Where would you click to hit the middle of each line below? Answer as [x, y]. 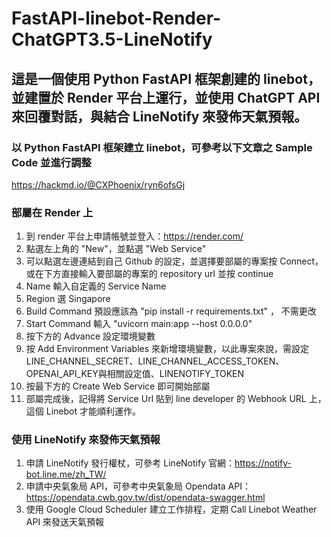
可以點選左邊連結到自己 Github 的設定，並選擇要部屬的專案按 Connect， [174, 261]
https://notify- [263, 463]
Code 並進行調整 [51, 162]
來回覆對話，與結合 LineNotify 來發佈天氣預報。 [159, 116]
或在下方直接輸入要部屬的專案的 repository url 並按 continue [149, 274]
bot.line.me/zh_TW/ [66, 474]
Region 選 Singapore [68, 299]
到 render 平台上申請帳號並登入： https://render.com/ [134, 236]
